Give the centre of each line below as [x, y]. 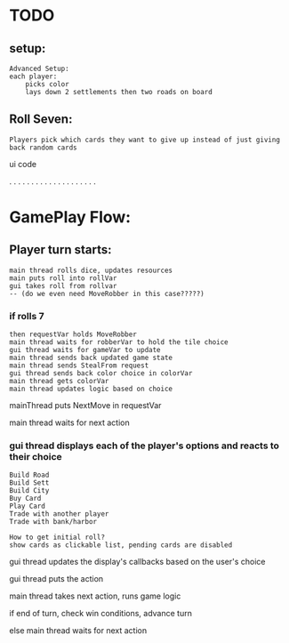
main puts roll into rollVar [63, 278]
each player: [33, 76]
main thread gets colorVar [59, 382]
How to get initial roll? [57, 538]
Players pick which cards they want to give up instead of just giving [144, 140]
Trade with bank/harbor [53, 522]
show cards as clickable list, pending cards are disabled [121, 545]
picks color [47, 84]
